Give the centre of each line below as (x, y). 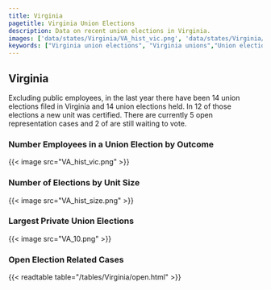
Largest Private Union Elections (71, 221)
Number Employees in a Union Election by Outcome (111, 144)
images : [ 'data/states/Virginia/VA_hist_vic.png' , (95, 38)
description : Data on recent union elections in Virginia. (110, 31)
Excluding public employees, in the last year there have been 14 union (124, 97)
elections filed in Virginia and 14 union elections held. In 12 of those (120, 106)
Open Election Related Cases (66, 259)
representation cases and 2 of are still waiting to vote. (98, 123)
